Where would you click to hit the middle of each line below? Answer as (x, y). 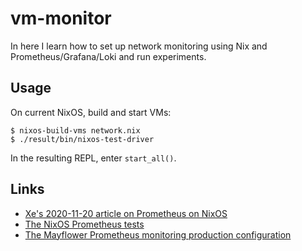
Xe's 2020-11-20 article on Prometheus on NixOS (126, 213)
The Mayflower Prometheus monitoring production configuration (158, 234)
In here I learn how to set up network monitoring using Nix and (139, 46)
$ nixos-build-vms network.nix (75, 130)
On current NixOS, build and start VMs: (91, 112)
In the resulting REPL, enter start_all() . (93, 158)
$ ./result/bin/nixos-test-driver (82, 139)
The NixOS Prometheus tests (84, 224)
